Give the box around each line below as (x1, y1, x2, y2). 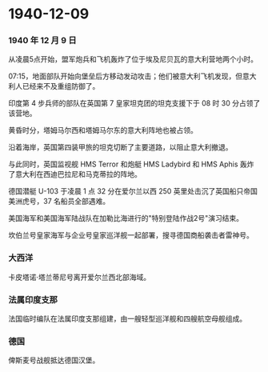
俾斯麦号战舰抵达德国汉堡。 (8, 355, 100, 365)
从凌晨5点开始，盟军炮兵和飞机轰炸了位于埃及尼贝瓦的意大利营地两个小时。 (8, 54, 258, 64)
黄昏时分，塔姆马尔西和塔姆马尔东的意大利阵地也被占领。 (8, 126, 198, 135)
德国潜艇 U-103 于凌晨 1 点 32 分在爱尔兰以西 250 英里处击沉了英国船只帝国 (8, 186, 258, 196)
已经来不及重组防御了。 (22, 82, 100, 91)
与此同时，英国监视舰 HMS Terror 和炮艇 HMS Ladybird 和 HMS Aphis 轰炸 (8, 159, 254, 169)
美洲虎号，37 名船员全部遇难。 (8, 197, 110, 206)
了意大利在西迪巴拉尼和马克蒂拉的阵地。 (8, 170, 142, 179)
